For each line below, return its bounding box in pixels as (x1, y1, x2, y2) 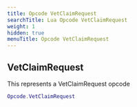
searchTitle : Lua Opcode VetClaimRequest (7, 17, 128, 23)
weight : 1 (7, 23, 36, 30)
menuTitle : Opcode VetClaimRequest (7, 36, 109, 43)
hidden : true (7, 29, 45, 37)
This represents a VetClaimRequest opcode (7, 79, 131, 88)
